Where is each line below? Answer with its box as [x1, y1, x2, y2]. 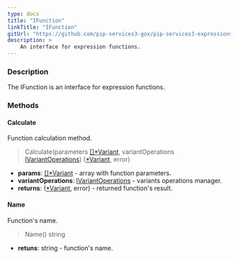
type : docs [7, 10, 40, 18]
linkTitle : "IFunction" [7, 23, 78, 31]
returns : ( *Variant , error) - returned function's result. [17, 184, 173, 192]
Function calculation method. [7, 134, 92, 143]
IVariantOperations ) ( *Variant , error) [24, 155, 130, 164]
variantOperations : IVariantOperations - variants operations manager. [17, 177, 222, 185]
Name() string [24, 230, 66, 238]
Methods [7, 101, 39, 111]
